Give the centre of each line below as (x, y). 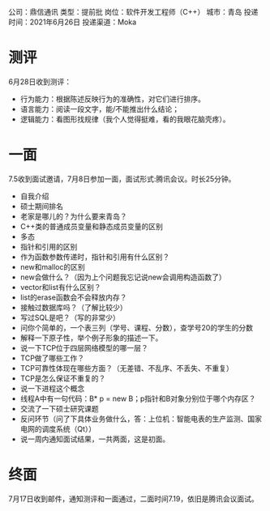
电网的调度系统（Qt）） (58, 428)
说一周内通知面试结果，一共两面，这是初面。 (95, 439)
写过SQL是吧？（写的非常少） (70, 317)
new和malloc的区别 (52, 266)
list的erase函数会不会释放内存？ (73, 297)
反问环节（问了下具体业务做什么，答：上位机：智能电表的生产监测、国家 (141, 419)
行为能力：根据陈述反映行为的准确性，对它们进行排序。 (112, 99)
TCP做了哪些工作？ (52, 358)
